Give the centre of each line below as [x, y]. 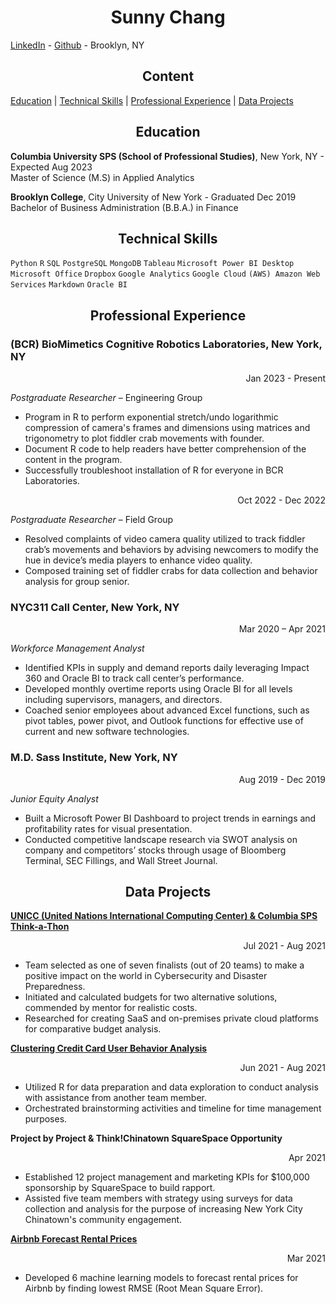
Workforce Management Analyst [77, 648]
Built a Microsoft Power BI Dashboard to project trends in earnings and [170, 818]
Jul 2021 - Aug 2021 [284, 946]
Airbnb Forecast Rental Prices [74, 1239]
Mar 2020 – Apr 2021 [282, 629]
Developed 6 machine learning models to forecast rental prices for [161, 1278]
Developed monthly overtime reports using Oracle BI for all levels [158, 689]
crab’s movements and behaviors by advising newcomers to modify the [171, 550]
